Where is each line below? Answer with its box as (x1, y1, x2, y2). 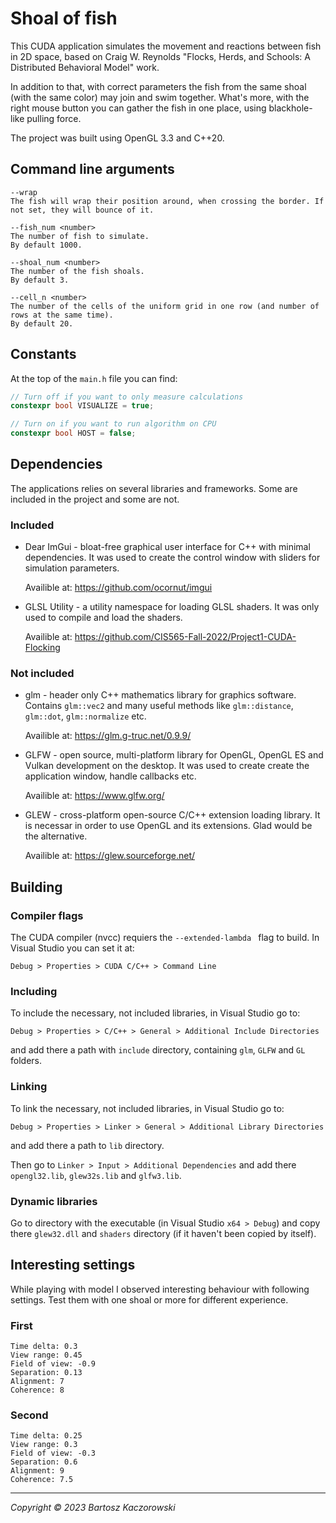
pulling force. (26, 112, 82, 124)
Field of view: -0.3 (10, 1448, 97, 1459)
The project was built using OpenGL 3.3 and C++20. (10, 132, 225, 144)
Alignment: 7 (10, 1377, 65, 1387)
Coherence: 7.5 (10, 1475, 74, 1485)
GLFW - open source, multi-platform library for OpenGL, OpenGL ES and (24, 749, 324, 761)
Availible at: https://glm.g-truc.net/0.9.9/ (24, 730, 192, 742)
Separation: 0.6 (10, 1457, 78, 1467)
